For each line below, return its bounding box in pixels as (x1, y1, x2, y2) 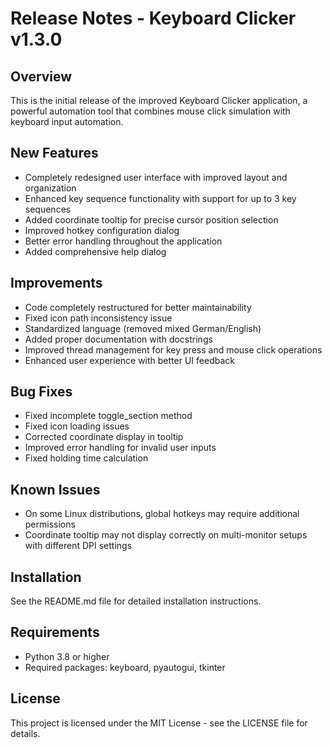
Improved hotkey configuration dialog (24, 224, 180, 236)
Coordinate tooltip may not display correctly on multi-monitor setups (24, 529, 308, 541)
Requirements (10, 624, 100, 641)
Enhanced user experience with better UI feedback (24, 354, 235, 366)
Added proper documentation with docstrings (24, 333, 213, 345)
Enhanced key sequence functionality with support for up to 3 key (24, 192, 297, 204)
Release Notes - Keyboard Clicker (10, 7, 297, 30)
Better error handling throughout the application (24, 235, 223, 247)
